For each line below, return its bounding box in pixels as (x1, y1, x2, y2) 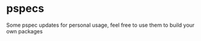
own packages (6, 27, 43, 34)
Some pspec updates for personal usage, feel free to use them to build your (6, 21, 195, 29)
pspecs (6, 2, 44, 15)
